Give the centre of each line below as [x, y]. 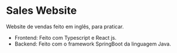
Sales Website [41, 11]
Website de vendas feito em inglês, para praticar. [65, 26]
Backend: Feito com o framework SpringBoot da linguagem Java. [93, 44]
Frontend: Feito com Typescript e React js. [65, 37]
